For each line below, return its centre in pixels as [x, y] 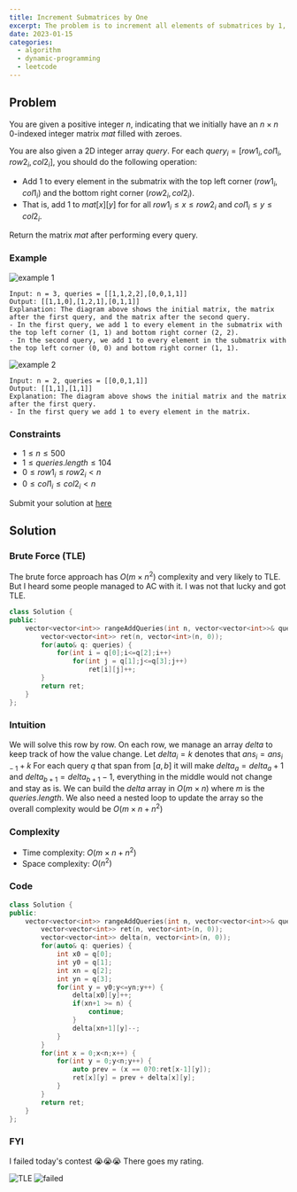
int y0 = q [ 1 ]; [84, 962]
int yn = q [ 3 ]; [84, 979]
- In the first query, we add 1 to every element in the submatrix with [146, 324]
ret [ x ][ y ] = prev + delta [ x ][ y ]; [134, 1078]
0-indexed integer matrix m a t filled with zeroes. [96, 133]
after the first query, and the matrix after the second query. [130, 317]
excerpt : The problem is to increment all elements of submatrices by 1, [148, 26]
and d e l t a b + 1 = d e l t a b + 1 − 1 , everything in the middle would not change [141, 778]
